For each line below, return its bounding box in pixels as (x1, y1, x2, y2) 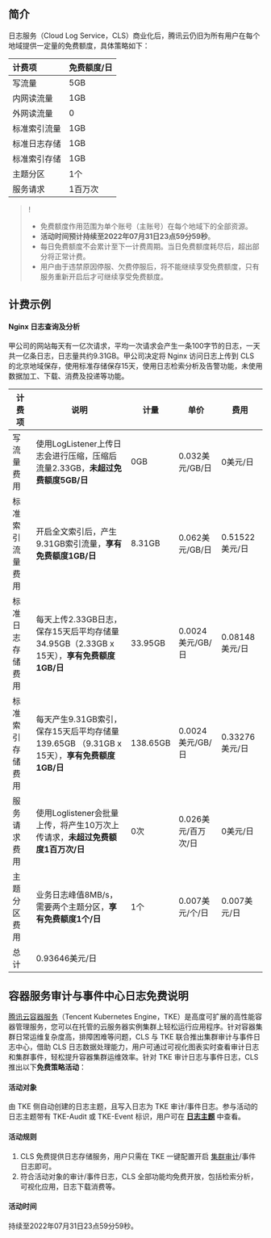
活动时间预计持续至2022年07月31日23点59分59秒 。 (40, 231, 215, 240)
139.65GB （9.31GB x (35, 738, 123, 749)
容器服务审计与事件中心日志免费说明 (8, 989, 189, 1002)
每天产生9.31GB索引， (35, 713, 123, 725)
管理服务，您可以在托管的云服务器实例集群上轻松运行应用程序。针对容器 (15, 1022, 256, 1031)
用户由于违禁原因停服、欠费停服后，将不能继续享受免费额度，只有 (40, 261, 260, 271)
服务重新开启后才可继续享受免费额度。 (40, 271, 168, 281)
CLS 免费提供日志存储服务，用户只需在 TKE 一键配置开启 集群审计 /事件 (19, 1151, 256, 1161)
